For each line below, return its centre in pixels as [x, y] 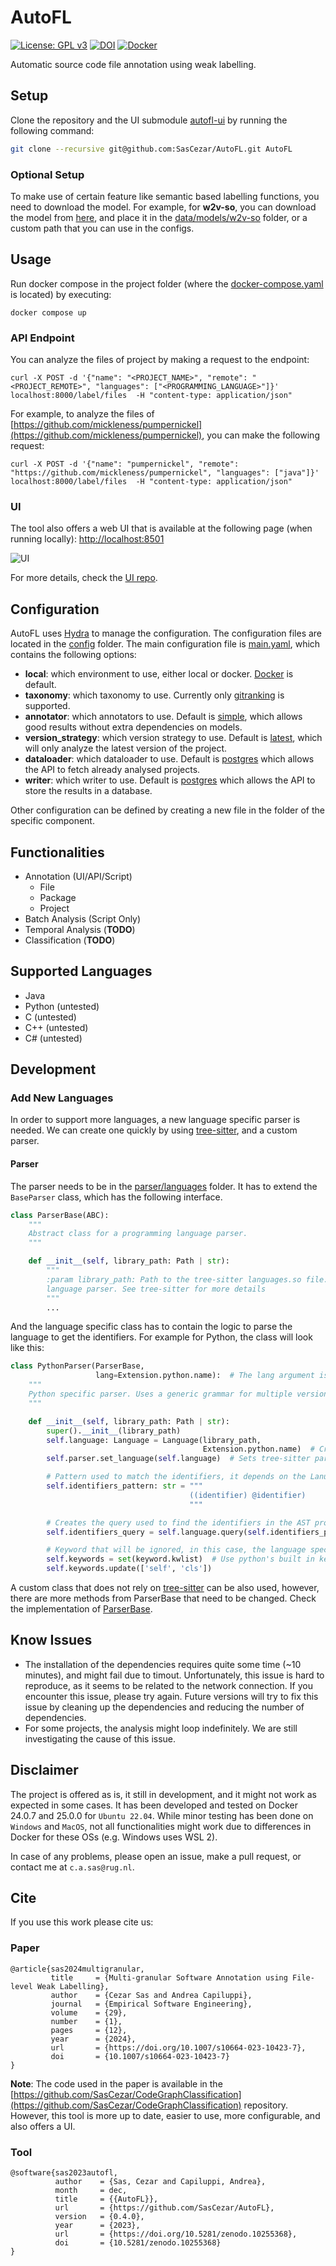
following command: [52, 130]
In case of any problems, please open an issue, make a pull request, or [156, 1856]
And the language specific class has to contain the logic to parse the [151, 1327]
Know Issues [51, 1640]
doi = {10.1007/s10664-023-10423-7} [140, 2056]
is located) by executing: [61, 294]
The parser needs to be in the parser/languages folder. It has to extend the [164, 1186]
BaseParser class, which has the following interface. [116, 1197]
